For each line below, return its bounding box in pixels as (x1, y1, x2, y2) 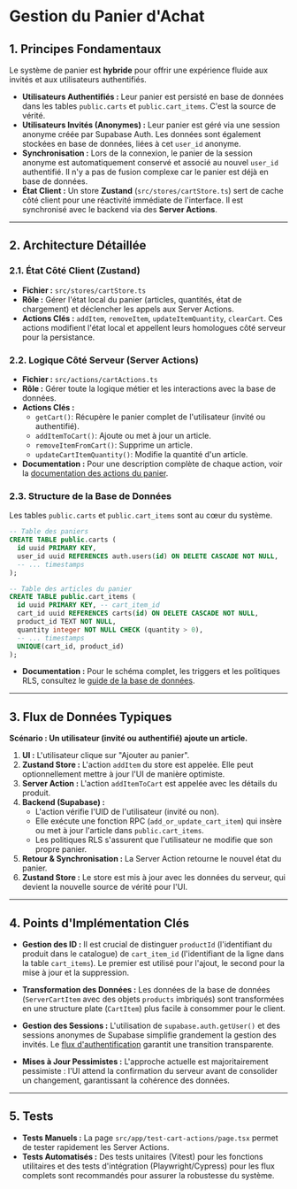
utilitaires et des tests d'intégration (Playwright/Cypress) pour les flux (21, 1161, 276, 1171)
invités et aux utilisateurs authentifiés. (9, 74, 148, 85)
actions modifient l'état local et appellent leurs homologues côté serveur (21, 322, 286, 333)
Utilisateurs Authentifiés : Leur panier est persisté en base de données (21, 91, 285, 102)
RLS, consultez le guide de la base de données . (21, 675, 195, 687)
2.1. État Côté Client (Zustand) (9, 265, 141, 277)
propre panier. (34, 844, 88, 855)
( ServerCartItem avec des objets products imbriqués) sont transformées (21, 993, 285, 1005)
